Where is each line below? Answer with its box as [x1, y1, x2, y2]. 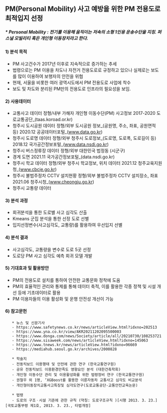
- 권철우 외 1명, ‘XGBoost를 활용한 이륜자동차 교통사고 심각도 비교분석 [11, 378, 142, 383]
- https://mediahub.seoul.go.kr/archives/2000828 [11, 347, 117, 352]
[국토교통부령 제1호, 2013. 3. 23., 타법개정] [5, 403, 91, 408]
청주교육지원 [138, 160, 163, 166]
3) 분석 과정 [5, 197, 28, 203]
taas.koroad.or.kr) [36, 116, 73, 122]
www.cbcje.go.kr [20, 166, 55, 172]
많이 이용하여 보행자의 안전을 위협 [17, 73, 83, 79]
